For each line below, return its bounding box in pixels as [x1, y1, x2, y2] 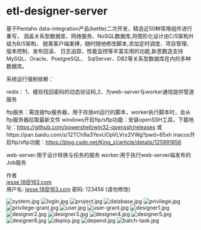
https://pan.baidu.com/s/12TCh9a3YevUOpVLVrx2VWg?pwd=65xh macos [6, 131, 190, 138]
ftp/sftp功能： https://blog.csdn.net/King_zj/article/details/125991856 [11, 138, 182, 146]
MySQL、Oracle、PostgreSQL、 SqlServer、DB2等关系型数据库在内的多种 [6, 55, 191, 62]
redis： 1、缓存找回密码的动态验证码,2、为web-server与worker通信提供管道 [6, 88, 194, 95]
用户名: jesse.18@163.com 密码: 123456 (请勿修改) [6, 185, 131, 193]
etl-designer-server [6, 4, 108, 18]
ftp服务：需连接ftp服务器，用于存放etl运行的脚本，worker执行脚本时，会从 [6, 108, 191, 116]
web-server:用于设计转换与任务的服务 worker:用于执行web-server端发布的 [6, 151, 191, 158]
